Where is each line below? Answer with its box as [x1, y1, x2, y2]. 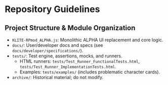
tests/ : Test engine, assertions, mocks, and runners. [12, 53, 122, 59]
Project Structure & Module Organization [5, 24, 136, 32]
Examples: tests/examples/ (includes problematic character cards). [19, 69, 160, 75]
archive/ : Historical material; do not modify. [12, 74, 104, 80]
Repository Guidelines [5, 4, 100, 15]
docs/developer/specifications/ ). [12, 48, 83, 53]
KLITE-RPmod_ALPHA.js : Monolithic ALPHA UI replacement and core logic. [12, 37, 163, 43]
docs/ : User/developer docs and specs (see [12, 42, 103, 48]
